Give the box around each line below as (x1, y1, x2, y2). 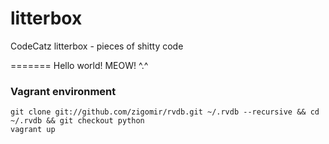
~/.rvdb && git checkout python (10, 116, 145, 126)
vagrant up (10, 125, 56, 135)
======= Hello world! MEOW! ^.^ (10, 59, 149, 71)
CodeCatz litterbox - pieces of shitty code (10, 40, 184, 52)
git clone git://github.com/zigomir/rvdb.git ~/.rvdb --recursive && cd (10, 107, 320, 117)
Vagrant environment (10, 84, 117, 98)
